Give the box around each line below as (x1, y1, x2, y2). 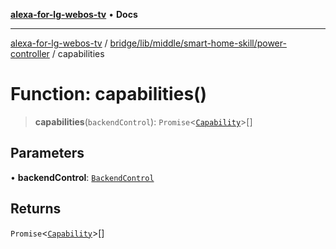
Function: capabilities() (10, 83, 208, 106)
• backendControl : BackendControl (10, 171, 155, 183)
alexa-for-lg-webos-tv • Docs (10, 9, 138, 20)
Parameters (10, 145, 85, 162)
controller (10, 48, 50, 59)
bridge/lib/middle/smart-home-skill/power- (109, 37, 287, 49)
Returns (10, 200, 62, 218)
